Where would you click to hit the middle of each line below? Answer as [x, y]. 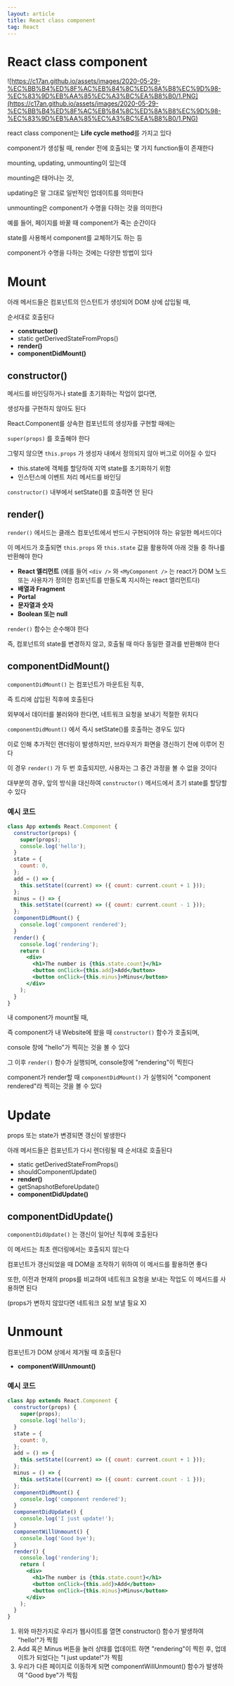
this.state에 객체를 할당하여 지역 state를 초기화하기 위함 [94, 468]
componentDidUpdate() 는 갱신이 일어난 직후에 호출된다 [83, 1234]
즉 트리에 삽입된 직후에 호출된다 [51, 699]
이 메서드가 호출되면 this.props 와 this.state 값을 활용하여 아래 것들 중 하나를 [116, 547]
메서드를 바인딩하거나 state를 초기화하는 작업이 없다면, [82, 394]
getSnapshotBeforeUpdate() [58, 1187]
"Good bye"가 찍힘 [51, 1675]
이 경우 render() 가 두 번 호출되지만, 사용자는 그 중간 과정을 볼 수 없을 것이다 [112, 767]
